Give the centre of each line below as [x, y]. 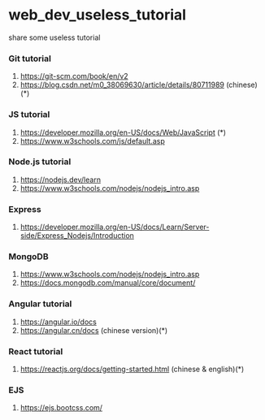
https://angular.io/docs [59, 322]
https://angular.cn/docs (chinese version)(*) [94, 330]
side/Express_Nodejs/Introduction [77, 236]
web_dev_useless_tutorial [98, 15]
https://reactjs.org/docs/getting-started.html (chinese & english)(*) [132, 369]
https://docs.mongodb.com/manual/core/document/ [108, 283]
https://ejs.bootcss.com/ [61, 408]
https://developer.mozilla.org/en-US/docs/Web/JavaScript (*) [123, 132]
